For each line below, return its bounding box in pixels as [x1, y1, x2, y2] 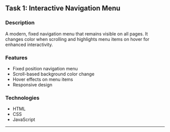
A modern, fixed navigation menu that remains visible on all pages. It [5, 30, 148, 37]
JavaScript [12, 116, 35, 123]
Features [5, 54, 28, 61]
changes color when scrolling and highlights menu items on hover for [5, 36, 150, 42]
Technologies [5, 94, 39, 101]
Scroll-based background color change [12, 71, 95, 77]
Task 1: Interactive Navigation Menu [5, 4, 120, 13]
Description [5, 19, 35, 26]
